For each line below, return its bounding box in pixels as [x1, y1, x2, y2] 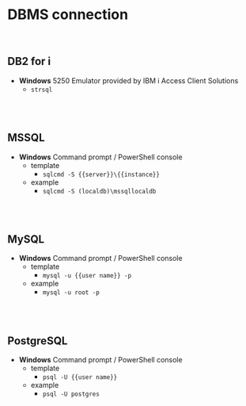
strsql [30, 86, 53, 94]
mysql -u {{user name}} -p [42, 272, 132, 280]
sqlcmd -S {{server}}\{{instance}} [42, 170, 160, 178]
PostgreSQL [7, 334, 68, 347]
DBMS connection [7, 6, 128, 24]
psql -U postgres [42, 390, 100, 398]
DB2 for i [7, 55, 51, 68]
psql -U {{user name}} [42, 373, 118, 381]
